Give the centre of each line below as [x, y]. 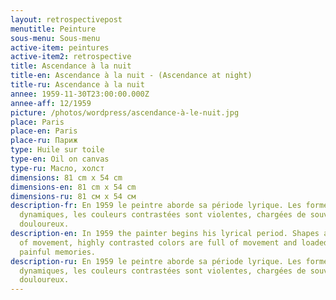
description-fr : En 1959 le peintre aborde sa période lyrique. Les [156, 206]
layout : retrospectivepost [66, 19]
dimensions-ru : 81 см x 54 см [73, 196]
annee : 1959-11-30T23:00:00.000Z [80, 94]
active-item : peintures [60, 47]
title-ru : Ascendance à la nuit [77, 85]
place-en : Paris [44, 131]
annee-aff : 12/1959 [51, 103]
